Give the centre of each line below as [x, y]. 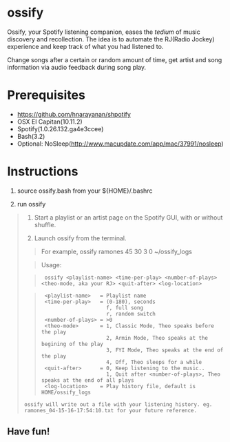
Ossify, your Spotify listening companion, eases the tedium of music [104, 32]
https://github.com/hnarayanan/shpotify [74, 114]
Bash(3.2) [31, 136]
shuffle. [45, 224]
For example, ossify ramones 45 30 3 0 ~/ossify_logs [117, 251]
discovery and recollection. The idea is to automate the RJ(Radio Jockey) [111, 39]
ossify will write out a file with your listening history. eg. [118, 404]
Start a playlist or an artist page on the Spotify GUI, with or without [128, 217]
